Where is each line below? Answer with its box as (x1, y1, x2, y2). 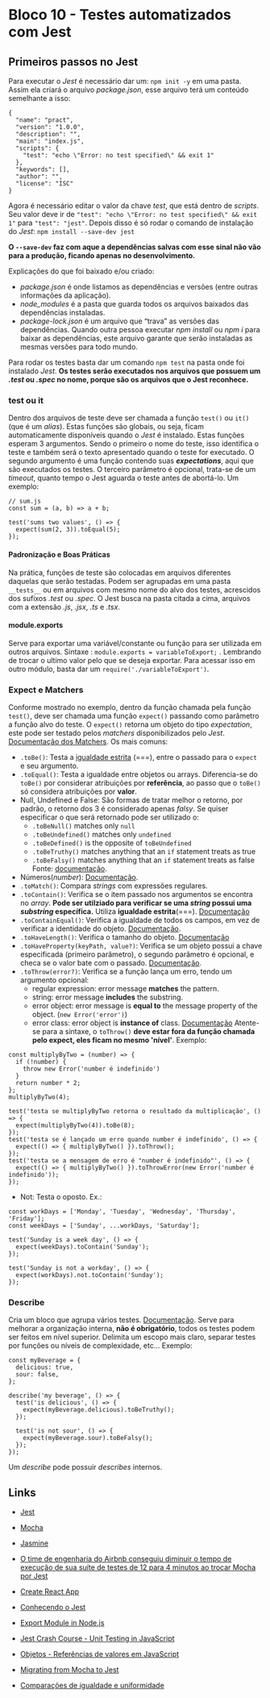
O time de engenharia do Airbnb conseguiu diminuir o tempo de (19, 1554, 232, 1564)
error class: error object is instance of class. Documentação (31, 1018, 233, 1028)
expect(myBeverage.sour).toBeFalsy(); (23, 1434, 153, 1442)
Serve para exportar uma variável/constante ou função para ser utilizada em (8, 638, 262, 648)
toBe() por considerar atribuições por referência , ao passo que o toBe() (19, 778, 261, 787)
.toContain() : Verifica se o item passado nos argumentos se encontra (19, 890, 254, 899)
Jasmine (19, 1538, 49, 1548)
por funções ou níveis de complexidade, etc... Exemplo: (8, 1341, 193, 1350)
